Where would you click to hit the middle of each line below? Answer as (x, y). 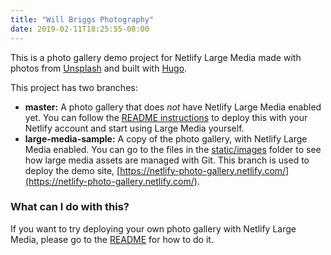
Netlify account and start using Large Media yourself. (134, 128)
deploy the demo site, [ (72, 170)
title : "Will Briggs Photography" (82, 19)
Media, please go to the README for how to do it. (112, 239)
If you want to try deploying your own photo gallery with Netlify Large (153, 228)
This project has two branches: (74, 87)
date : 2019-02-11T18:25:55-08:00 (80, 29)
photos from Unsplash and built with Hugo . (99, 68)
